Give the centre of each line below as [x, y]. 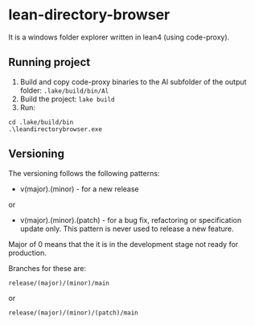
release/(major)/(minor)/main [59, 283]
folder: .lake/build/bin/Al [64, 90]
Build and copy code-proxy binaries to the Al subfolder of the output [133, 81]
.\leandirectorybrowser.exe [56, 129]
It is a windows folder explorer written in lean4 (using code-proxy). [119, 37]
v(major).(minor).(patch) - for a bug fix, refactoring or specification [131, 220]
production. [27, 253]
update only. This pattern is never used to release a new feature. [127, 228]
